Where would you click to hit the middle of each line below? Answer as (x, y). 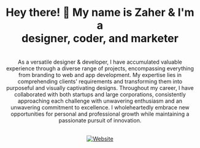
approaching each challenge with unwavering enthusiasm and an (100, 101)
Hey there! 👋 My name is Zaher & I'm (100, 13)
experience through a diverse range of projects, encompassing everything (100, 68)
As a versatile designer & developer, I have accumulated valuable (100, 62)
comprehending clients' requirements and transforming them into (100, 81)
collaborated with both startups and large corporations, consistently (100, 94)
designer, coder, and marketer (100, 39)
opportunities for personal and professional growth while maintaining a (100, 114)
